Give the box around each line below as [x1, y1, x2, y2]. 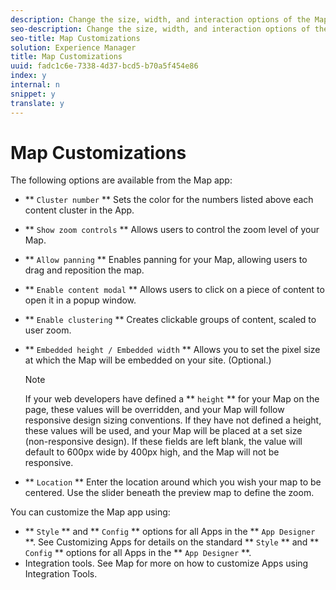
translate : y [10, 98, 65, 108]
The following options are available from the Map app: [10, 174, 233, 186]
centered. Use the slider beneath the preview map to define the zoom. [24, 487, 315, 499]
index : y [10, 71, 47, 81]
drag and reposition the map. [24, 264, 145, 276]
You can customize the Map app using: [10, 506, 171, 518]
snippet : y [10, 89, 56, 99]
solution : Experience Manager [10, 42, 137, 53]
